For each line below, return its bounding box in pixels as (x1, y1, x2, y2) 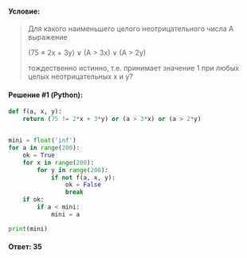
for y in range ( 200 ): (37, 166, 109, 174)
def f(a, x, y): (8, 107, 62, 115)
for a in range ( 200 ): (8, 144, 80, 152)
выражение (27, 33, 68, 42)
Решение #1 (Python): (8, 90, 84, 100)
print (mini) (8, 225, 48, 233)
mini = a (50, 210, 80, 218)
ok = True (22, 151, 56, 159)
